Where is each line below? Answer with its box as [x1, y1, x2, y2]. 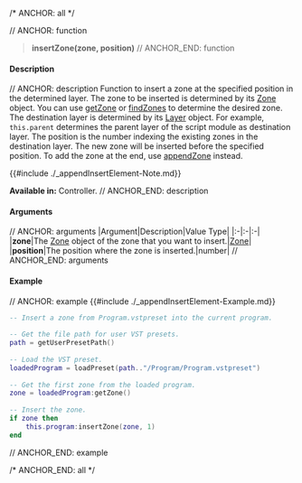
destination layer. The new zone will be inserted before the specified [9, 141, 265, 152]
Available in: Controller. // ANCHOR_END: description [9, 185, 209, 197]
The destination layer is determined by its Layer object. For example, [9, 112, 265, 123]
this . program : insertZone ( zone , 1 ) [25, 422, 156, 432]
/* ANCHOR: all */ [9, 8, 75, 18]
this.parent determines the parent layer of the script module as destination [9, 122, 291, 133]
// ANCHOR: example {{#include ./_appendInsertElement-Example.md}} [9, 295, 276, 306]
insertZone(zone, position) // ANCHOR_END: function [31, 42, 235, 53]
